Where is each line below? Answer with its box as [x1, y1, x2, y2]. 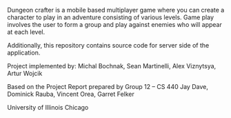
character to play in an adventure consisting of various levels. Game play [7, 13, 214, 21]
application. [7, 48, 41, 57]
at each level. [7, 28, 46, 36]
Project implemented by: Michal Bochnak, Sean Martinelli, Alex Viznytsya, [7, 62, 217, 70]
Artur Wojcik [7, 69, 43, 77]
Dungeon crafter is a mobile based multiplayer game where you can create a [7, 6, 225, 14]
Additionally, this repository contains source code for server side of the [7, 41, 210, 49]
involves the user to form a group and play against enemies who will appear [7, 21, 222, 28]
